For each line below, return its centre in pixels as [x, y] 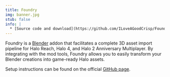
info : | [13, 24]
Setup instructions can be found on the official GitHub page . [68, 69]
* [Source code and [30, 29]
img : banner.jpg [22, 15]
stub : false [18, 19]
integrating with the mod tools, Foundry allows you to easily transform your [83, 54]
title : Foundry [21, 10]
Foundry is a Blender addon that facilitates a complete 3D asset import [79, 43]
